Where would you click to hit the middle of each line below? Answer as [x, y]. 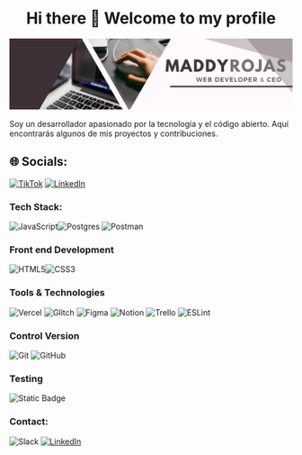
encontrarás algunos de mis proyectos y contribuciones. [114, 133]
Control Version [44, 335]
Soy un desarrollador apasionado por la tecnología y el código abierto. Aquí [149, 123]
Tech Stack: [36, 206]
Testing [26, 378]
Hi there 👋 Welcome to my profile [151, 18]
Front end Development [62, 250]
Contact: [29, 422]
